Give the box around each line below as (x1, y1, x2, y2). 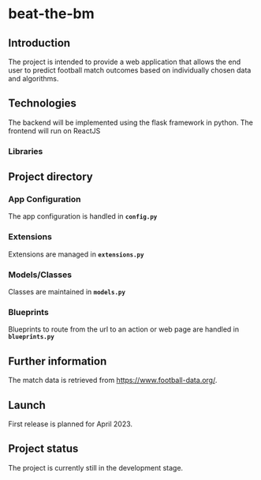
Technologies (8, 96, 77, 111)
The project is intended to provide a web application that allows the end (8, 57, 241, 66)
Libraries (8, 145, 43, 156)
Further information (8, 354, 107, 368)
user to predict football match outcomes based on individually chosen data (8, 66, 252, 75)
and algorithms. (8, 74, 59, 83)
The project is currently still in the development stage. (8, 463, 184, 472)
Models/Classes (8, 269, 73, 280)
